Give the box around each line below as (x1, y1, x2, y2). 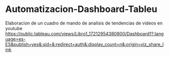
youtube (5, 25, 23, 31)
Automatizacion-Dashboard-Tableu (5, 3, 157, 15)
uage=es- (5, 36, 26, 42)
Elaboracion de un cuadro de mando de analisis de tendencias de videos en (5, 20, 163, 26)
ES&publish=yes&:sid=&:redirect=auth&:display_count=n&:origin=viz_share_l (5, 41, 164, 47)
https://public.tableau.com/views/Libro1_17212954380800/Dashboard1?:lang (5, 30, 164, 36)
